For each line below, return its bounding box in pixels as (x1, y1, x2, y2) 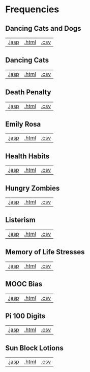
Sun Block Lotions (5, 343, 64, 352)
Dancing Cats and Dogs (5, 24, 81, 33)
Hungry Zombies (5, 183, 60, 193)
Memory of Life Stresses (5, 247, 85, 257)
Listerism (5, 216, 36, 224)
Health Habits (5, 152, 50, 160)
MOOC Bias (5, 280, 42, 288)
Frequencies (5, 4, 59, 15)
